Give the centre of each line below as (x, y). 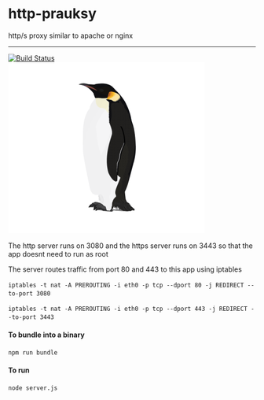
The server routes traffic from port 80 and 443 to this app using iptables (125, 269)
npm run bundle (33, 353)
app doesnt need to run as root (58, 254)
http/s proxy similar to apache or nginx (71, 35)
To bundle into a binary (46, 335)
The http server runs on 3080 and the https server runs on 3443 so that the (131, 246)
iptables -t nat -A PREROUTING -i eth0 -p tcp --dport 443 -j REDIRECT (128, 309)
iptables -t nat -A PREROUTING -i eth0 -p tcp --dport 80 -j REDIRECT (126, 285)
